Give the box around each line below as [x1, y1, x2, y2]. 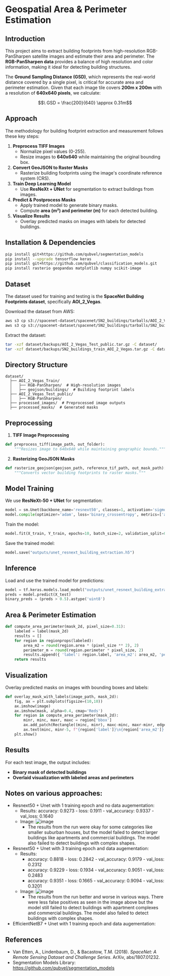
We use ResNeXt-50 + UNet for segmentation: [5, 497, 103, 504]
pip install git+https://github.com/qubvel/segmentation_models [5, 251, 144, 257]
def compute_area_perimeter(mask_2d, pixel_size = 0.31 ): [5, 624, 125, 629]
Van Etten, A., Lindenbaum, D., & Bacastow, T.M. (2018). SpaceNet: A [12, 949, 157, 955]
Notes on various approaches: [5, 789, 103, 798]
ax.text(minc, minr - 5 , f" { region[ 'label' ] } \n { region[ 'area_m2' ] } [23, 727, 164, 732]
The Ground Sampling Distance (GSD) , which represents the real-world [5, 74, 155, 79]
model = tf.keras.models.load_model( [5, 587, 85, 592]
